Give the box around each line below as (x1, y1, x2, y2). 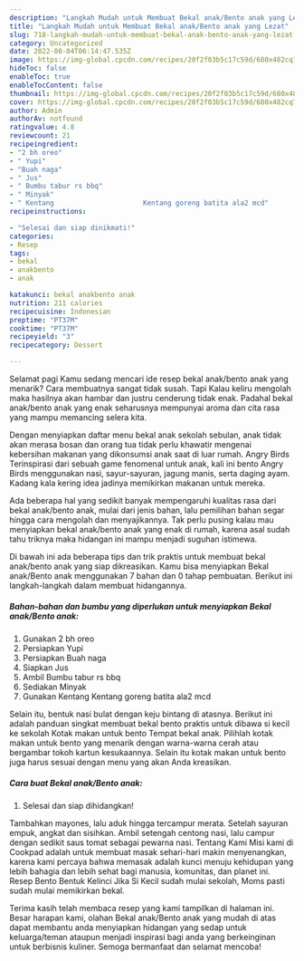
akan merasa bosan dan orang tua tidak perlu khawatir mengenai (9, 439, 252, 449)
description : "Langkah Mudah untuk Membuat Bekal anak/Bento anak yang (9, 13, 285, 23)
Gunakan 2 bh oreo (22, 633, 95, 644)
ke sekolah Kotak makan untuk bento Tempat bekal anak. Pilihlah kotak (9, 727, 273, 738)
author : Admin (9, 106, 63, 115)
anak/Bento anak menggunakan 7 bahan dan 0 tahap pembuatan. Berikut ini (9, 571, 293, 581)
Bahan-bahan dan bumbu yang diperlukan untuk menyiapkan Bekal (9, 601, 271, 611)
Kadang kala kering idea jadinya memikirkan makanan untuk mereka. (9, 477, 265, 488)
